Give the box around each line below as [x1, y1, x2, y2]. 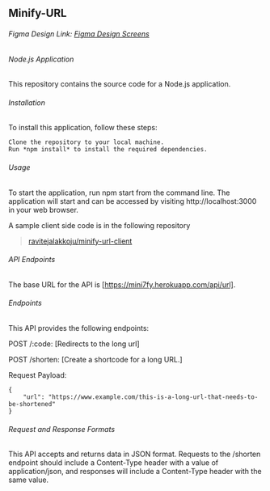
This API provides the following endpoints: [8, 324, 150, 333]
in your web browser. [8, 205, 79, 214]
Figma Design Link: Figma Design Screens [8, 28, 150, 39]
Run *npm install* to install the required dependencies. [8, 146, 208, 154]
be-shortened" [8, 400, 57, 408]
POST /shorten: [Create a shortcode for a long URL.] [8, 355, 184, 365]
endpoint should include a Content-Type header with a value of [8, 458, 219, 468]
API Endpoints [8, 255, 56, 265]
